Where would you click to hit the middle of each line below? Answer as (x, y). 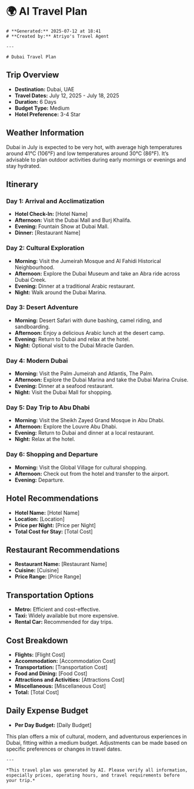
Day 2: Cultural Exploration (45, 248)
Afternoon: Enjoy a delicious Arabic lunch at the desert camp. (90, 333)
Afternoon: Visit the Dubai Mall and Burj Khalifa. (73, 220)
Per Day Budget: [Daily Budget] (53, 725)
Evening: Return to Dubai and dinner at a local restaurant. (84, 433)
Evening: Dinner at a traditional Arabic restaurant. (75, 286)
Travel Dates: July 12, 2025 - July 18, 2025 (67, 96)
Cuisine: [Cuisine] (37, 570)
